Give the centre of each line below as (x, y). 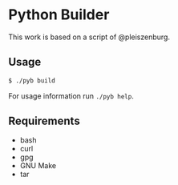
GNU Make (38, 166)
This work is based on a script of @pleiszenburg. (89, 37)
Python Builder (59, 15)
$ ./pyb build (32, 80)
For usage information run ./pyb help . (71, 96)
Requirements (44, 121)
